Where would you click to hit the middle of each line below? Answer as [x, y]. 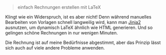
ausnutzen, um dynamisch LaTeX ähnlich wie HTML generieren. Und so [79, 27]
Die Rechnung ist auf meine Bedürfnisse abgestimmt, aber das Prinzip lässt [83, 42]
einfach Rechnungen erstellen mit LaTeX [59, 7]
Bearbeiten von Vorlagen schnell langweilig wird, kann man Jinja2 [73, 22]
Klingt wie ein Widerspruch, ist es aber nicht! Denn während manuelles [78, 17]
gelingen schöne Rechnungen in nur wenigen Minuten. [62, 33]
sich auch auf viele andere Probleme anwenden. [55, 48]
